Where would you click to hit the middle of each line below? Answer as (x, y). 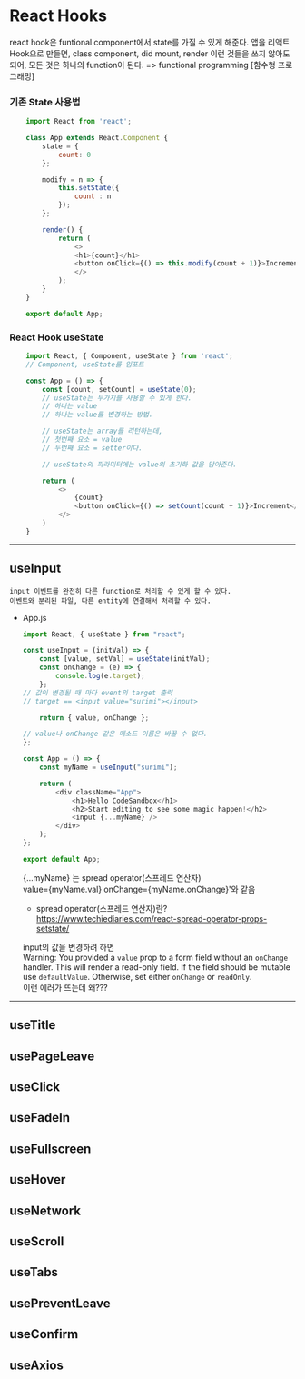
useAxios (36, 1365)
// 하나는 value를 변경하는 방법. (98, 415)
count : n (93, 196)
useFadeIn (40, 1118)
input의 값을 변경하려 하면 (69, 947)
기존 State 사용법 (45, 102)
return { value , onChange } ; (94, 718)
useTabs (34, 1272)
